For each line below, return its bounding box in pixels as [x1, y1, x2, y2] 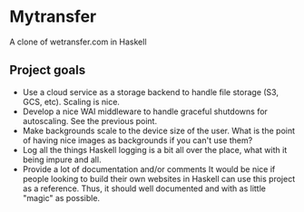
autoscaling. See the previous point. [22, 115, 157, 126]
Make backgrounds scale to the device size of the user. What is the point [22, 125, 296, 136]
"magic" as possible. [22, 192, 101, 203]
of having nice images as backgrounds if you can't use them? [22, 134, 253, 146]
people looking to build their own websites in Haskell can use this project [22, 173, 296, 184]
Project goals [9, 63, 86, 78]
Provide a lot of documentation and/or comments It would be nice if [22, 163, 276, 174]
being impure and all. [22, 154, 102, 165]
